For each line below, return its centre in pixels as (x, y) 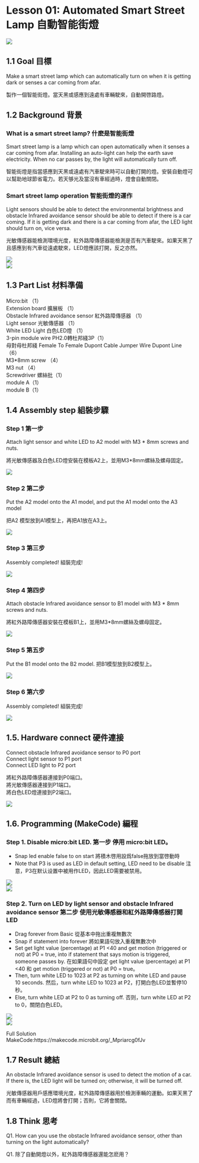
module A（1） (24, 382)
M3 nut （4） (23, 367)
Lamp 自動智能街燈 (52, 25)
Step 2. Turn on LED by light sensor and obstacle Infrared (90, 904)
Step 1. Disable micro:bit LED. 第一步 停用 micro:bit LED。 (89, 842)
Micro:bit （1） (24, 301)
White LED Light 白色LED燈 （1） (46, 331)
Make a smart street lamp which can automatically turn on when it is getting (99, 76)
